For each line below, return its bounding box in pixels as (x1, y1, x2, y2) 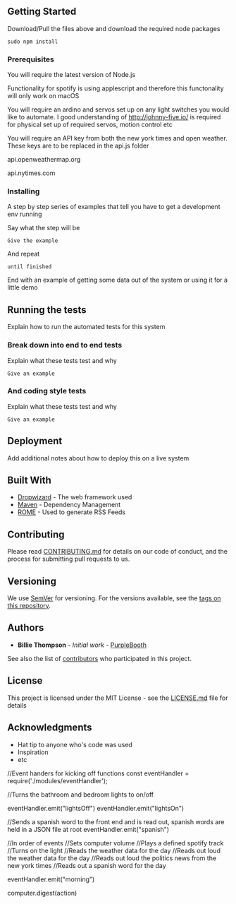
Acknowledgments (7, 722, 93, 734)
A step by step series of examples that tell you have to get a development (7, 203, 221, 211)
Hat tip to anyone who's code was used (17, 740, 132, 749)
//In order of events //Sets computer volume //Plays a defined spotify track (7, 838, 224, 847)
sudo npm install (7, 38, 58, 45)
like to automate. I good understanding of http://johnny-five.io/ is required (7, 113, 221, 121)
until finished (7, 263, 52, 270)
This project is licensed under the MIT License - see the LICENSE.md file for (7, 694, 228, 702)
